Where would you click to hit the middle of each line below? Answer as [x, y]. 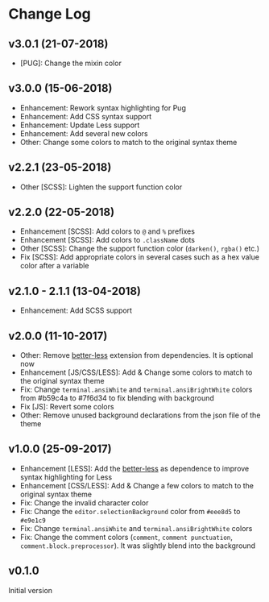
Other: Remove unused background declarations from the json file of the [140, 415]
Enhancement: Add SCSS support [76, 310]
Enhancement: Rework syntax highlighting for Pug [103, 108]
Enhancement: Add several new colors [84, 133]
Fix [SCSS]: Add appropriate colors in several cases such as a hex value [140, 257]
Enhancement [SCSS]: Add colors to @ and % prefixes [108, 231]
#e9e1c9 [33, 521]
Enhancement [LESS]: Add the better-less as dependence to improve [134, 468]
